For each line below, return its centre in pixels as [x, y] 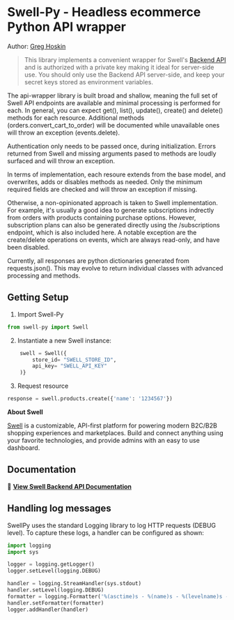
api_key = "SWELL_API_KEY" [70, 366]
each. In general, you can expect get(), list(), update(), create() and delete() [115, 110]
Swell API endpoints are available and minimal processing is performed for [114, 103]
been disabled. [29, 247]
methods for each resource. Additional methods [76, 118]
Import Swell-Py [40, 314]
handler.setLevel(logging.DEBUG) [56, 590]
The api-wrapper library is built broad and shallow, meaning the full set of [112, 96]
